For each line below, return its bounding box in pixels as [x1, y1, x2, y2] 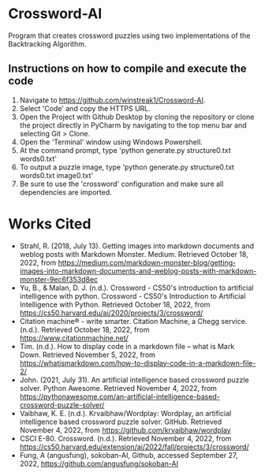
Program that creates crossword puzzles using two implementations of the [8, 31, 251, 40]
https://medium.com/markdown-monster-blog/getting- [58, 258, 237, 267]
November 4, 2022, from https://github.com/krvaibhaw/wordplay [19, 425, 231, 434]
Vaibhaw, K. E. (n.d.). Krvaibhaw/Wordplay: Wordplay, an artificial [19, 408, 232, 418]
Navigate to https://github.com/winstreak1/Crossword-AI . [19, 95, 206, 105]
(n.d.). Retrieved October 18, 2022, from [19, 325, 150, 334]
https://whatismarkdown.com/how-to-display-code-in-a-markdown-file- [19, 358, 256, 367]
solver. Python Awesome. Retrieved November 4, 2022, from [19, 383, 217, 392]
